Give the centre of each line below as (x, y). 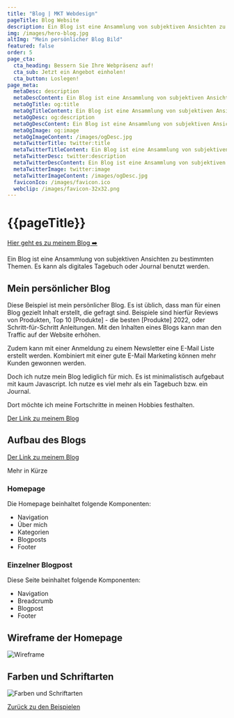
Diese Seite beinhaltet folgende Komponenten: (74, 580)
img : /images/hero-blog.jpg (48, 33)
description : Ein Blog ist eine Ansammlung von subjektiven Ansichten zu (117, 26)
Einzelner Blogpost (40, 565)
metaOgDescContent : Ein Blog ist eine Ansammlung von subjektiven (112, 124)
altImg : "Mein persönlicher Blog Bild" (65, 40)
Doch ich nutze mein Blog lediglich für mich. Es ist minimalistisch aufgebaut (116, 376)
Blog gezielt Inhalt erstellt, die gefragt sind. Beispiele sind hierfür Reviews (113, 312)
